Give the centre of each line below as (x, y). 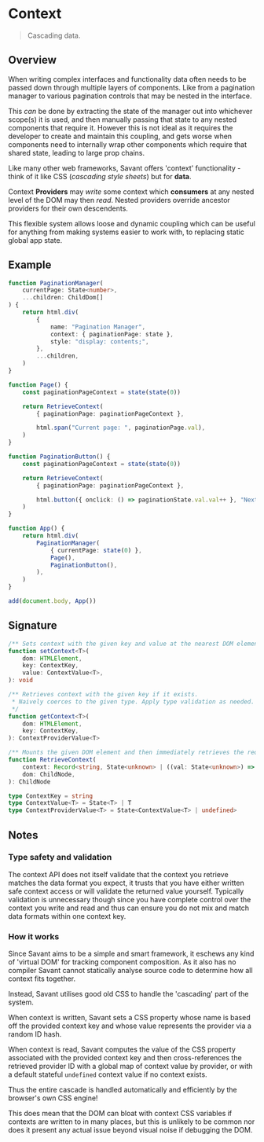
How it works (34, 936)
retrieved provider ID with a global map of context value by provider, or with (130, 1067)
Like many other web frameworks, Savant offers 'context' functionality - (125, 168)
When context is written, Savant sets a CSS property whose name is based (129, 1018)
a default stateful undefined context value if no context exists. (108, 1074)
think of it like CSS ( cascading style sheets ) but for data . (100, 176)
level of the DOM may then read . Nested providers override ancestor (119, 200)
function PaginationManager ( (56, 283)
